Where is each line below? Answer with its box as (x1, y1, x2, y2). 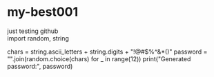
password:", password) (7, 62, 73, 70)
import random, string (7, 34, 69, 42)
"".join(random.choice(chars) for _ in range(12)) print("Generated (7, 54, 191, 63)
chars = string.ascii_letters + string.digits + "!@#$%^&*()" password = (7, 47, 208, 56)
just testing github (7, 27, 59, 35)
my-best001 (7, 4, 79, 20)
